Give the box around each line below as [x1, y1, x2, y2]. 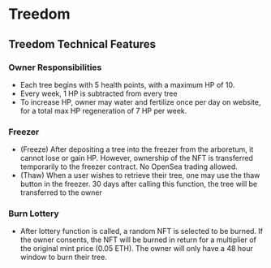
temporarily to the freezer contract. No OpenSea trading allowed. [19, 162, 238, 171]
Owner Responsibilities [8, 62, 102, 73]
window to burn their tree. [19, 253, 107, 262]
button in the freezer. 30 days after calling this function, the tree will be [19, 179, 258, 189]
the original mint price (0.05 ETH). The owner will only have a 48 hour [19, 244, 254, 253]
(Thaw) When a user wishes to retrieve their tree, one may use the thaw [19, 171, 260, 180]
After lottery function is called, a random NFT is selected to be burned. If [19, 227, 264, 236]
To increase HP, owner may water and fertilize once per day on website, [19, 97, 261, 106]
